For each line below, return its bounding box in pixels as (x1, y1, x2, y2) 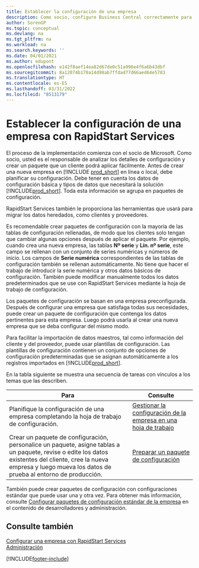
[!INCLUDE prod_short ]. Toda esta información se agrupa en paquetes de (6, 187, 184, 194)
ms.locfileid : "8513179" (6, 91, 68, 97)
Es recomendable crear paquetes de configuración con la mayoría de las (6, 223, 184, 230)
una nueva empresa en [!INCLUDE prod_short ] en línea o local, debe (6, 168, 173, 175)
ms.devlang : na (6, 31, 44, 37)
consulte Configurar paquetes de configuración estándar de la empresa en (6, 498, 189, 505)
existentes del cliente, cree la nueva (9, 455, 108, 464)
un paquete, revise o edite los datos (9, 448, 108, 456)
